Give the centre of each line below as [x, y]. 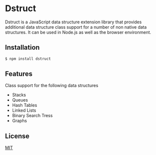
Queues [20, 100]
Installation [22, 47]
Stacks [19, 95]
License [17, 136]
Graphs [19, 121]
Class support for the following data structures [52, 86]
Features [19, 74]
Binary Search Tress [32, 116]
